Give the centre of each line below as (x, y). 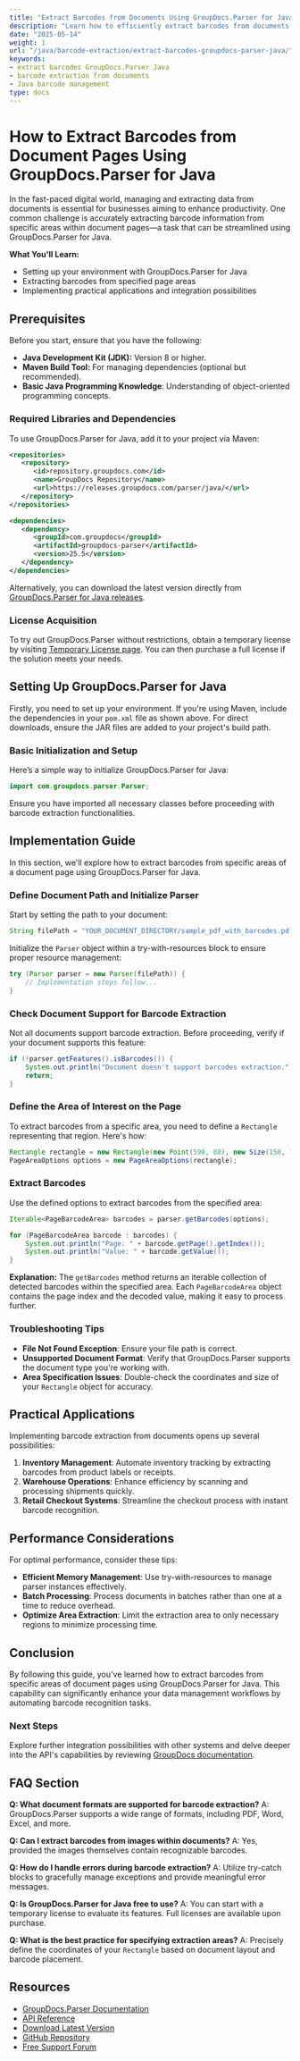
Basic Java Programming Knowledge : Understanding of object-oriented (156, 386)
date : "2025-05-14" (46, 34)
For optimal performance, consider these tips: (93, 1560)
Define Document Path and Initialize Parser (104, 895)
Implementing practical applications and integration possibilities (139, 290)
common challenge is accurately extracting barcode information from (137, 218)
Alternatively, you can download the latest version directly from (126, 587)
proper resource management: (66, 958)
